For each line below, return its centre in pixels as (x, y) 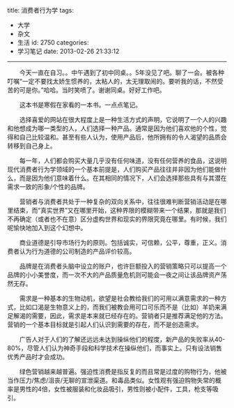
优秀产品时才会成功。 (38, 357)
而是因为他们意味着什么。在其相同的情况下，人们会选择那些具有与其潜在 (123, 178)
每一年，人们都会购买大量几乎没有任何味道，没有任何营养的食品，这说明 (123, 160)
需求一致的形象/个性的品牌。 (48, 187)
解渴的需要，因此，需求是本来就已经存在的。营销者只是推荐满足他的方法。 (120, 316)
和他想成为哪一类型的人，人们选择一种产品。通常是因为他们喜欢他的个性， (114, 128)
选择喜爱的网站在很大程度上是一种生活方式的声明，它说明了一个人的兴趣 (123, 120)
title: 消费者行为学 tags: (41, 10)
